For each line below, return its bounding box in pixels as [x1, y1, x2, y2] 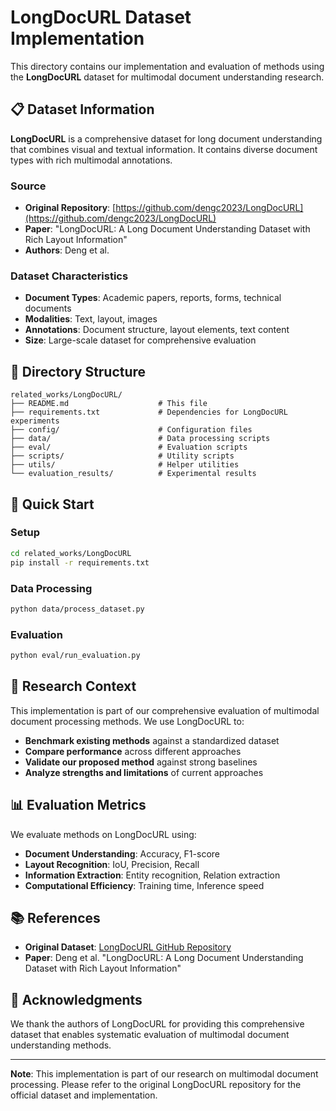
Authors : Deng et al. [24, 244, 110, 256]
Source [10, 179, 47, 193]
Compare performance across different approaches [24, 745, 242, 757]
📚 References [10, 909, 101, 926]
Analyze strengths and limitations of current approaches [24, 766, 264, 778]
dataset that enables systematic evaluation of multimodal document [10, 1029, 290, 1041]
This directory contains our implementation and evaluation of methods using [10, 60, 325, 72]
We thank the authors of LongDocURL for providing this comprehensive [10, 1018, 305, 1030]
